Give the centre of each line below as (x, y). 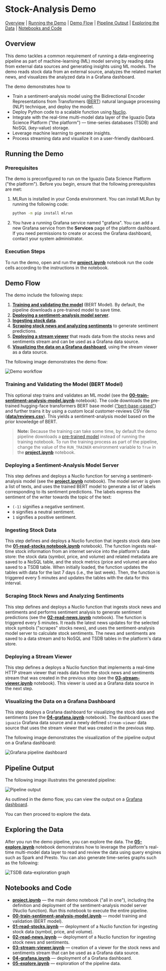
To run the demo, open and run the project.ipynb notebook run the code (79, 262)
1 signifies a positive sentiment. (44, 517)
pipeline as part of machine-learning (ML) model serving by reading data (79, 61)
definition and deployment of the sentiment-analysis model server (80, 905)
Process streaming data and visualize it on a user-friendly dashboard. (83, 138)
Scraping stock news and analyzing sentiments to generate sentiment (85, 326)
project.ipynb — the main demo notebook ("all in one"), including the (83, 900)
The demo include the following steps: (44, 295)
